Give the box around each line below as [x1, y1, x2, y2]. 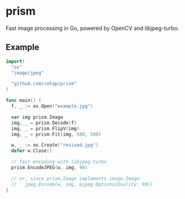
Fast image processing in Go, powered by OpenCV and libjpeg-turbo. [5, 24, 180, 32]
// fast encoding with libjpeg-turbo [11, 159, 107, 165]
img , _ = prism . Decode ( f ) [11, 120, 77, 126]
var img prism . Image [11, 114, 63, 120]
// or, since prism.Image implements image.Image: [11, 175, 142, 181]
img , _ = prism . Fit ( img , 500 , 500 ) [11, 131, 102, 137]
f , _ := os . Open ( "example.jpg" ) [11, 103, 94, 109]
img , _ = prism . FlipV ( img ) [11, 125, 80, 132]
